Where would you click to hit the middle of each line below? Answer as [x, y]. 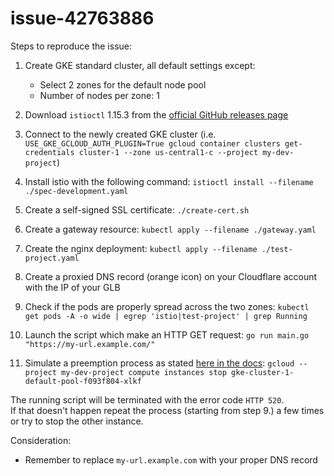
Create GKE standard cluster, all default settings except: [140, 65]
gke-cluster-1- [263, 372]
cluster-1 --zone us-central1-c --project [168, 152]
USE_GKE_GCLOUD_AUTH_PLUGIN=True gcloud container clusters [152, 143]
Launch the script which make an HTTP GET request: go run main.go [167, 334]
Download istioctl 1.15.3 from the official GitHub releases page [156, 114]
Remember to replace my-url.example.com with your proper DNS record [171, 459]
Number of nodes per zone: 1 [99, 95]
